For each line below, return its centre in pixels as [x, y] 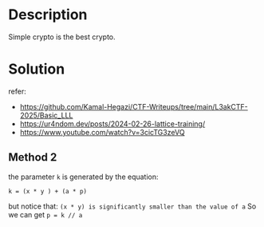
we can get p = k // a [45, 214]
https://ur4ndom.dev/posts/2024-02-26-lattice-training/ [112, 123]
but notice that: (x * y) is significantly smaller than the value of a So [132, 206]
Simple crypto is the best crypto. [62, 37]
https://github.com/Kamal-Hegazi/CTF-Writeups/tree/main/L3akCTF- [134, 106]
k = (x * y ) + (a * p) [48, 191]
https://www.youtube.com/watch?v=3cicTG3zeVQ [102, 132]
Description [48, 15]
